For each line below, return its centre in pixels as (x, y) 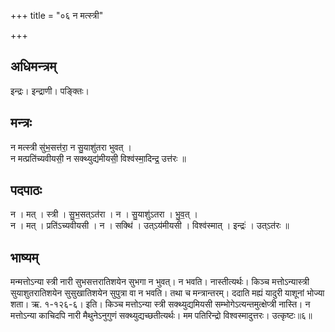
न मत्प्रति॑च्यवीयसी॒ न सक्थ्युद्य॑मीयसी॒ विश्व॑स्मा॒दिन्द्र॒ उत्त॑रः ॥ (98, 158)
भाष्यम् (24, 257)
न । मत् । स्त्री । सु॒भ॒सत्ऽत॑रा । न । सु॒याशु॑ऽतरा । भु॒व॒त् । (104, 214)
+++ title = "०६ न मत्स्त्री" (57, 15)
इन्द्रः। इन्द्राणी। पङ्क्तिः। (50, 91)
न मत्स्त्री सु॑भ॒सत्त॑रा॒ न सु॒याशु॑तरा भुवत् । (71, 147)
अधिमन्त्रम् (33, 66)
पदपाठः (26, 190)
